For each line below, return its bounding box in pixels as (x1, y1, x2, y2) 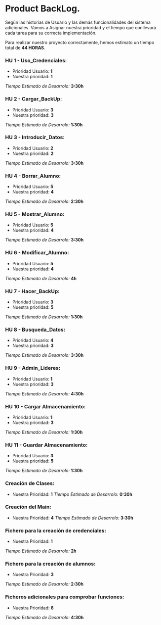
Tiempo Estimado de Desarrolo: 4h (5, 275, 77, 281)
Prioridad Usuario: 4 (12, 337, 54, 343)
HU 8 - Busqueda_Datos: (5, 326, 66, 333)
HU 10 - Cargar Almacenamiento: (5, 403, 86, 410)
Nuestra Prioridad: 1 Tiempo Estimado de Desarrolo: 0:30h (12, 491, 132, 497)
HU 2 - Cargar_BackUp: (5, 96, 62, 102)
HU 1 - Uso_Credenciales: (5, 57, 67, 64)
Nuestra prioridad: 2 (12, 150, 54, 156)
